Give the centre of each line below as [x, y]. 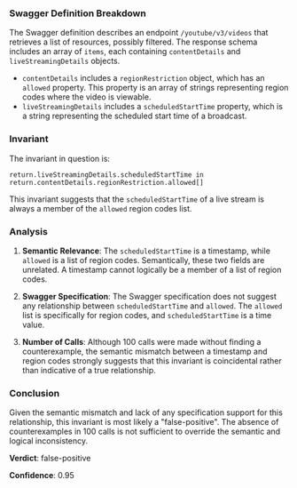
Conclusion [35, 393]
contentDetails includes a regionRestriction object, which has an [143, 78]
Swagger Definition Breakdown [78, 13]
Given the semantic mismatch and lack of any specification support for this [146, 412]
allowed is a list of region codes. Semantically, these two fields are [143, 260]
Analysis [29, 231]
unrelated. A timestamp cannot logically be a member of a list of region [152, 269]
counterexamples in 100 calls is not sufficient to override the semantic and [145, 432]
